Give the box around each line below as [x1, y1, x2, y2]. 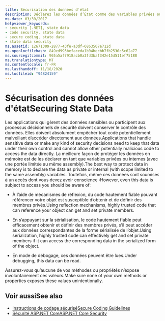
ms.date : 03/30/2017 [5, 16, 48, 21]
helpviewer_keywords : [5, 21, 50, 26]
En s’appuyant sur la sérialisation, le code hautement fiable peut [12, 217, 142, 223]
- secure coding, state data [5, 35, 65, 40]
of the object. [12, 243, 40, 249]
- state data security [5, 39, 52, 44]
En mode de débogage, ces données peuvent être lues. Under [12, 252, 137, 258]
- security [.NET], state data [5, 26, 69, 31]
